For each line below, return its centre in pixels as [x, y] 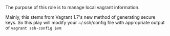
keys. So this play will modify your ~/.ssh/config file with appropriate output [85, 23]
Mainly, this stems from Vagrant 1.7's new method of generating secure [80, 17]
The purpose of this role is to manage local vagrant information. [72, 7]
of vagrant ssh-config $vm [34, 28]
